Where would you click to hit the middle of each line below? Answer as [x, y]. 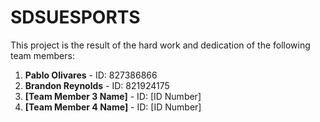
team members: [42, 55]
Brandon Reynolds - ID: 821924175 [97, 85]
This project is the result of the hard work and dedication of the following [160, 45]
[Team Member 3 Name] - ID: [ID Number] [113, 96]
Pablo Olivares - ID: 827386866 [91, 75]
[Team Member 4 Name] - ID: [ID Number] [113, 107]
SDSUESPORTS [75, 17]
